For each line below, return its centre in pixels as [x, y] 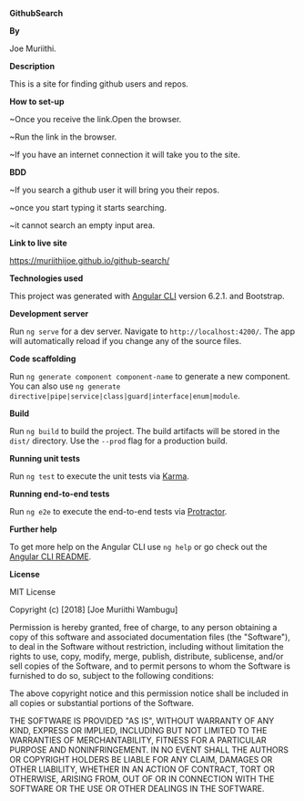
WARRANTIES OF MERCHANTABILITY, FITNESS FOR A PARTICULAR [138, 740]
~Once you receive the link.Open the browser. [96, 119]
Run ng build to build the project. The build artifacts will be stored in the [145, 431]
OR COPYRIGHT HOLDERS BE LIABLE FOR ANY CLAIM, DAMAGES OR [141, 759]
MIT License [33, 592]
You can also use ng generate [65, 386]
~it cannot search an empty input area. [82, 225]
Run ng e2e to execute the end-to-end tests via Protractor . [118, 511]
